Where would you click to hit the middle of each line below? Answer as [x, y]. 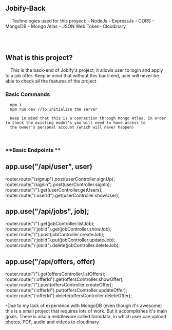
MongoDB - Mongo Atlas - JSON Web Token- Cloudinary [66, 26]
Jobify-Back [25, 8]
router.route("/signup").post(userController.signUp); [60, 179]
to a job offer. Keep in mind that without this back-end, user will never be [82, 75]
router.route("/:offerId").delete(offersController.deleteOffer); [69, 296]
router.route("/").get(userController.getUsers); [54, 190]
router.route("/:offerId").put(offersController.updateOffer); [66, 290]
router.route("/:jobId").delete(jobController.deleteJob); [63, 245]
